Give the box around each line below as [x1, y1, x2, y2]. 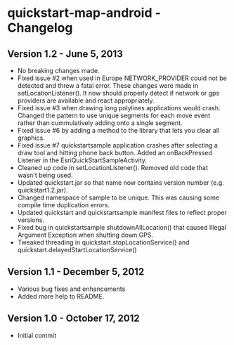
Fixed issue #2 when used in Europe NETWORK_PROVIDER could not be [17, 74, 227, 82]
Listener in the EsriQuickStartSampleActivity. [17, 156, 148, 164]
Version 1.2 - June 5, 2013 [7, 48, 123, 60]
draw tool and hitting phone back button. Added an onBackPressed [17, 149, 212, 157]
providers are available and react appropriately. [17, 96, 155, 105]
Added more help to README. [17, 292, 105, 300]
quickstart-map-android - [7, 5, 162, 21]
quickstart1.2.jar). [17, 186, 68, 194]
